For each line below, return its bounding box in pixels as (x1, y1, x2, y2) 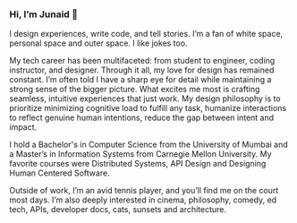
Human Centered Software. (9, 167, 110, 178)
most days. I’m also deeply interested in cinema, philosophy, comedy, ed (9, 194, 277, 205)
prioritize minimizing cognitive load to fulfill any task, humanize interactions (9, 103, 287, 114)
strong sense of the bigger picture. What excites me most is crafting (9, 84, 260, 95)
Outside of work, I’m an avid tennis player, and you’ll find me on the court (9, 185, 279, 196)
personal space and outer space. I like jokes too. (9, 38, 188, 48)
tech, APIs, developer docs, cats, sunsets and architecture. (9, 204, 226, 215)
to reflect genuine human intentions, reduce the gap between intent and (9, 112, 275, 124)
